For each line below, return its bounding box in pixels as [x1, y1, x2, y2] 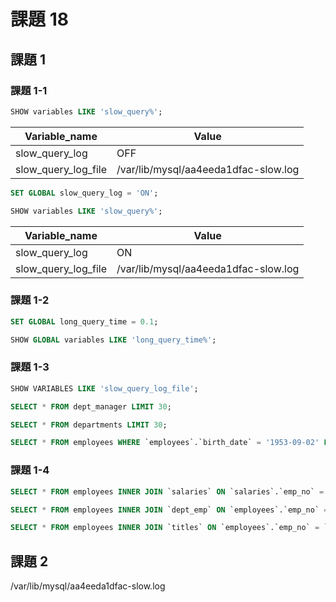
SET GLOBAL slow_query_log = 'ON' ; [10, 188, 159, 198]
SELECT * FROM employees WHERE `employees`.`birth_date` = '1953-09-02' [10, 438, 320, 448]
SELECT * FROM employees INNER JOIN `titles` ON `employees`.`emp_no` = [10, 523, 320, 533]
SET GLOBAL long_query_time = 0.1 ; [10, 316, 159, 327]
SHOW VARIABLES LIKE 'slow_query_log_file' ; [10, 383, 199, 394]
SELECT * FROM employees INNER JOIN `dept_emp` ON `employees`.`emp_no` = [10, 505, 329, 515]
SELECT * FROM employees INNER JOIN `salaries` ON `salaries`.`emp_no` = [10, 486, 325, 497]
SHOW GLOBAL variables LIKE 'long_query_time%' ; [10, 335, 217, 345]
